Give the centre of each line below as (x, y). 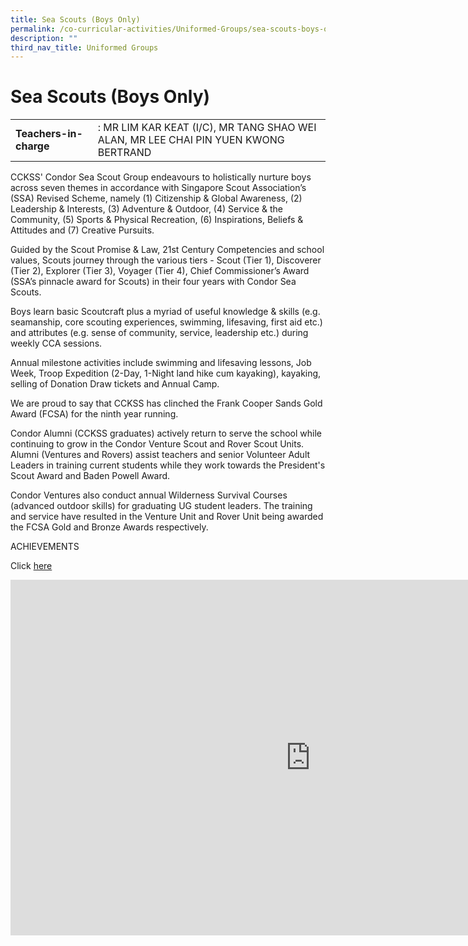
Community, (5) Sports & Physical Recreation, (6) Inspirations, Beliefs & (157, 220)
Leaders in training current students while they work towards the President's (168, 465)
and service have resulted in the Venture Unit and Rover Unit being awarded (167, 517)
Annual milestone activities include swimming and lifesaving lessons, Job (161, 363)
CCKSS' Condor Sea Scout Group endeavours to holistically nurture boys (161, 177)
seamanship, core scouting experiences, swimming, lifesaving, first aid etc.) (166, 322)
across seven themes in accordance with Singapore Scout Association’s (158, 188)
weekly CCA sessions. (56, 343)
